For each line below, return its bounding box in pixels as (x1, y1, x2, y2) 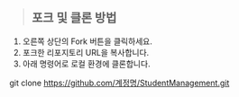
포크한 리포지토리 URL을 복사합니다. (22, 47, 150, 57)
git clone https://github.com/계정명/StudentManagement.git (9, 77, 230, 88)
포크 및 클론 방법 (31, 10, 117, 26)
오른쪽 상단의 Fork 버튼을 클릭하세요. (22, 36, 153, 47)
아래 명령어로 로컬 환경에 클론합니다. (22, 58, 151, 69)
